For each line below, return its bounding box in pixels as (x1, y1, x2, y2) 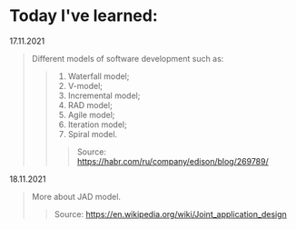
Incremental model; (67, 90, 141, 101)
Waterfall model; (67, 70, 130, 82)
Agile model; (67, 109, 115, 120)
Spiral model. (67, 128, 118, 139)
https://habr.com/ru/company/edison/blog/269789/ (76, 155, 270, 166)
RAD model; (67, 99, 113, 110)
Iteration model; (67, 119, 127, 130)
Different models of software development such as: (31, 53, 224, 64)
